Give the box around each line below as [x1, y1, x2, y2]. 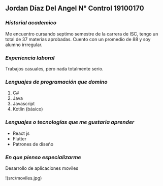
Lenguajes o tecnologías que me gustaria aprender [5, 119, 135, 126]
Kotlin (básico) [12, 106, 43, 112]
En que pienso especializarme [5, 154, 81, 161]
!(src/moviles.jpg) [5, 175, 42, 181]
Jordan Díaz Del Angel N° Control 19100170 [5, 4, 144, 13]
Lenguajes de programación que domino [5, 78, 108, 85]
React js [12, 130, 30, 136]
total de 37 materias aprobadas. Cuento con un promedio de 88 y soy [5, 36, 151, 42]
